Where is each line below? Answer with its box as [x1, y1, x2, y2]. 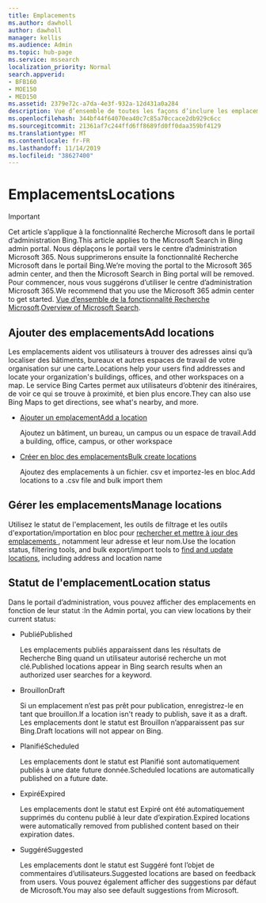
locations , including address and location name [8, 553, 162, 562]
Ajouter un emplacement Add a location [19, 413, 148, 422]
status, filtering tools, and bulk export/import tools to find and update [8, 544, 234, 554]
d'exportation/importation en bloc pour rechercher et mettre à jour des [8, 528, 238, 537]
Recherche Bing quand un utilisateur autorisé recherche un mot [19, 653, 227, 662]
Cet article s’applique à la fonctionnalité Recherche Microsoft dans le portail [8, 227, 255, 237]
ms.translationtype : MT [8, 129, 87, 137]
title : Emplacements [8, 11, 77, 20]
